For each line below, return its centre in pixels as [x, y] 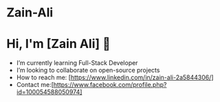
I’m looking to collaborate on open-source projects [88, 71]
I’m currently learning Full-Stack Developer [77, 63]
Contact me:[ [35, 85]
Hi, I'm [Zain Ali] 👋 [58, 44]
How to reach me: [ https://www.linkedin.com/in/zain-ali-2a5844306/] [115, 77]
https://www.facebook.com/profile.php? [110, 85]
